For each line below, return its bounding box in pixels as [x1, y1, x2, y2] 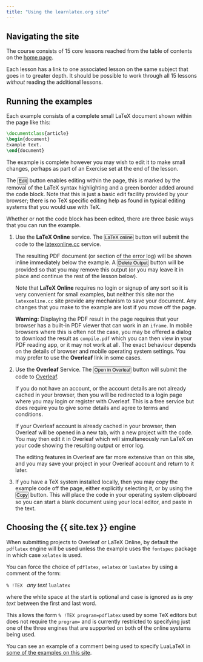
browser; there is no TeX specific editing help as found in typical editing [6, 197, 186, 204]
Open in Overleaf [94, 367, 131, 373]
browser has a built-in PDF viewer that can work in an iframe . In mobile [15, 321, 193, 329]
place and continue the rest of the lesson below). [15, 272, 138, 279]
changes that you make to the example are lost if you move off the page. [15, 303, 196, 310]
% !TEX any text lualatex [6, 581, 71, 589]
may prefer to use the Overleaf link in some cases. [15, 353, 142, 361]
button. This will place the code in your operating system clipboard [30, 491, 197, 498]
